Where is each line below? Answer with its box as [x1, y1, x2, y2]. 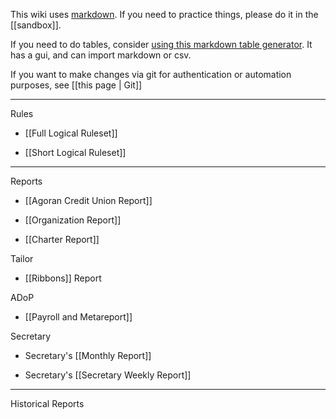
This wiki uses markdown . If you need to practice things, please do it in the [10, 9, 319, 20]
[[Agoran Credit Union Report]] [24, 195, 153, 206]
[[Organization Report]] [24, 214, 122, 226]
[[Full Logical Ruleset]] [24, 127, 118, 139]
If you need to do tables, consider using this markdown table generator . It [10, 39, 313, 50]
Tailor [10, 253, 34, 264]
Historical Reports [10, 398, 85, 409]
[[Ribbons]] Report [24, 272, 102, 284]
